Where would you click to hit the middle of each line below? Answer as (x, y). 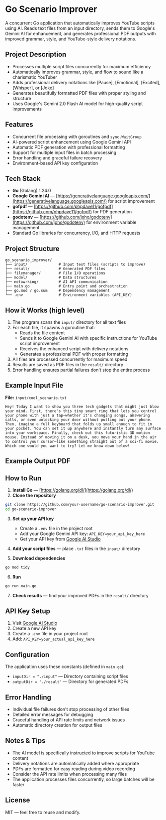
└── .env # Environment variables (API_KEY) (69, 295)
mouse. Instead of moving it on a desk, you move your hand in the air (81, 437)
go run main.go (21, 586)
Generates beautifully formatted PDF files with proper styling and (79, 93)
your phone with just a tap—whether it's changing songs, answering (78, 415)
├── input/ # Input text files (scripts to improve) (75, 265)
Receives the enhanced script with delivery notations (74, 349)
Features (19, 125)
